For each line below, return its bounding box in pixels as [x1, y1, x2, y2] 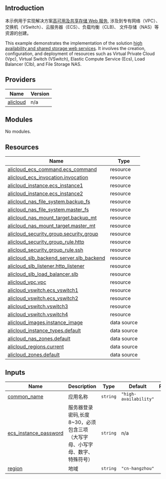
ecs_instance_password [7, 430, 64, 437]
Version [30, 90, 49, 97]
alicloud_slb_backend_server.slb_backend [7, 255, 105, 262]
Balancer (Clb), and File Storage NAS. [5, 61, 82, 67]
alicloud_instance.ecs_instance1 [7, 182, 83, 189]
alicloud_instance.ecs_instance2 [7, 190, 83, 197]
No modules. [5, 128, 31, 134]
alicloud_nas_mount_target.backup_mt [7, 214, 97, 221]
